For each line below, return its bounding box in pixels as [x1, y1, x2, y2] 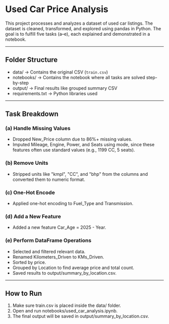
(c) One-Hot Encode [5, 189, 55, 196]
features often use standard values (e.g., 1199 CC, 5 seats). [12, 147, 135, 153]
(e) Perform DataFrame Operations [5, 237, 92, 244]
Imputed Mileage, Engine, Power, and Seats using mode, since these [12, 142, 155, 148]
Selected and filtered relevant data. [12, 248, 86, 254]
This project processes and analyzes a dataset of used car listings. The [5, 20, 153, 26]
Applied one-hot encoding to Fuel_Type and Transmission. [12, 201, 133, 207]
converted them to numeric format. [12, 176, 86, 182]
